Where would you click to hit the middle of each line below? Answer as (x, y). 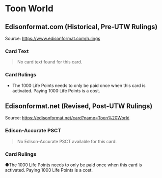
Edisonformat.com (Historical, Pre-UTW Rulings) (81, 27)
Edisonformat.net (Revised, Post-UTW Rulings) (79, 106)
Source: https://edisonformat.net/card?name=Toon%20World (67, 118)
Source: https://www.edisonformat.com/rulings (53, 38)
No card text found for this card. (50, 62)
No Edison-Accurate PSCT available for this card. (67, 141)
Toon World (29, 9)
